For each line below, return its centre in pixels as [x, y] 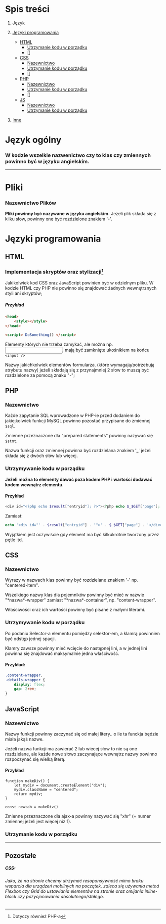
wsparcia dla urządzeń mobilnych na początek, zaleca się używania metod [82, 886]
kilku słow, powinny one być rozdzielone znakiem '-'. [59, 219]
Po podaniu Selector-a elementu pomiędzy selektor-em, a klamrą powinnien [83, 633]
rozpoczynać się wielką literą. [35, 759]
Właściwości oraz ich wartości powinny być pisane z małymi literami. [75, 610]
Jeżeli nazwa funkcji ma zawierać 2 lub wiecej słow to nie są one [71, 748]
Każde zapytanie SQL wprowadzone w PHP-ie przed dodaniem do [73, 416]
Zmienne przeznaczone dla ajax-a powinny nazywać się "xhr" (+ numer [78, 816]
